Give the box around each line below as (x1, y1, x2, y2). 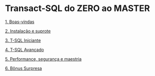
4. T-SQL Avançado (5, 47, 45, 52)
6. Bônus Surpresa (5, 65, 42, 71)
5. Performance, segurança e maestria (5, 56, 82, 62)
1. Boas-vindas (5, 19, 35, 25)
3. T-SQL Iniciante (5, 37, 41, 43)
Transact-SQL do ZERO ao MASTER (5, 3, 150, 14)
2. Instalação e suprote (5, 28, 51, 34)
